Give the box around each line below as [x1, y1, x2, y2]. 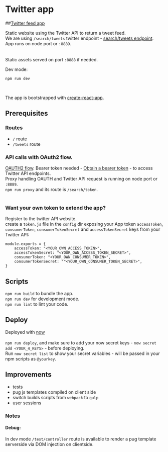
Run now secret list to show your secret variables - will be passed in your [5, 350, 160, 356]
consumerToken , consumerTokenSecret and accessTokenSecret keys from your [5, 226, 160, 232]
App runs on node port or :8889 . [5, 40, 72, 46]
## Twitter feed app [5, 20, 45, 26]
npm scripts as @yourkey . [5, 355, 57, 361]
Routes [5, 124, 23, 131]
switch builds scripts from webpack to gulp [12, 394, 99, 400]
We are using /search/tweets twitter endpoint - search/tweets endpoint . [5, 35, 154, 41]
